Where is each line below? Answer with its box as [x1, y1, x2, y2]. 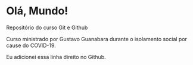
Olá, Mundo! [6, 4, 69, 18]
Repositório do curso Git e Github [6, 24, 88, 31]
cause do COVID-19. [6, 42, 57, 49]
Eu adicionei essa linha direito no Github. [6, 53, 106, 60]
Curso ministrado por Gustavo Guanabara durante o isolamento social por [6, 35, 188, 42]
